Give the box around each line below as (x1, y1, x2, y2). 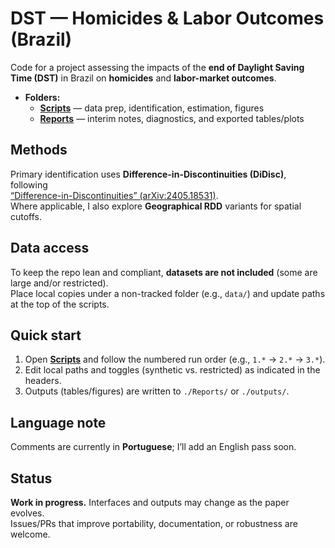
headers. (24, 375, 62, 387)
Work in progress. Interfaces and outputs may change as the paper (10, 497, 290, 508)
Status (10, 470, 53, 487)
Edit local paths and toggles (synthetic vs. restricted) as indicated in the (24, 364, 321, 376)
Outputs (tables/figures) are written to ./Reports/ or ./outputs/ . (24, 385, 290, 397)
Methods (10, 142, 68, 159)
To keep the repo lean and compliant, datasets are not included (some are (10, 266, 318, 278)
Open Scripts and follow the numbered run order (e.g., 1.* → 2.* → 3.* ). (24, 353, 326, 366)
